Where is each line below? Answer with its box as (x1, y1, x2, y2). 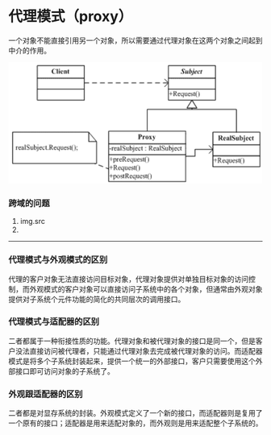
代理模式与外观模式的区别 (8, 255, 108, 266)
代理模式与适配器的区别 (8, 316, 99, 327)
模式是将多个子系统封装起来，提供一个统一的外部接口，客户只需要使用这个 (8, 356, 256, 366)
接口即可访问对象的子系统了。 (15, 366, 115, 375)
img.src (19, 217, 46, 226)
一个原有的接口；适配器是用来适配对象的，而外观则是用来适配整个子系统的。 (8, 418, 263, 428)
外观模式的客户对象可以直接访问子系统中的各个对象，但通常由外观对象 (29, 284, 263, 294)
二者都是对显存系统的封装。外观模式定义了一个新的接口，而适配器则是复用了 (8, 408, 263, 418)
